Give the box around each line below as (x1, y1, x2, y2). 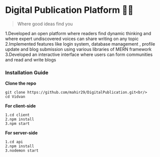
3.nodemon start (5, 148, 39, 153)
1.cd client (5, 112, 30, 118)
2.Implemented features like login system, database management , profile (5, 41, 155, 47)
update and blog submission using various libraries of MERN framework (5, 46, 152, 52)
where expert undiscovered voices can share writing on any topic (5, 36, 139, 42)
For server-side (5, 130, 38, 136)
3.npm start (5, 121, 30, 126)
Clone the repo (5, 80, 36, 86)
